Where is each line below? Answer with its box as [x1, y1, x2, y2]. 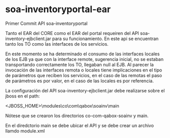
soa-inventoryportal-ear [5, 4, 111, 15]
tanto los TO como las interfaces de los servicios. [5, 41, 109, 47]
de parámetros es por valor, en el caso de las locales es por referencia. [5, 78, 154, 84]
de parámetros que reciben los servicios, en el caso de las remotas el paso [5, 72, 162, 78]
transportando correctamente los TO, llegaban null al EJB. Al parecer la [5, 61, 154, 67]
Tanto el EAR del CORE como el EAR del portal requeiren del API [5, 30, 140, 36]
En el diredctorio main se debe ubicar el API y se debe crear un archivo [5, 122, 154, 128]
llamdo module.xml [5, 128, 45, 134]
